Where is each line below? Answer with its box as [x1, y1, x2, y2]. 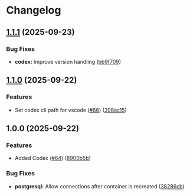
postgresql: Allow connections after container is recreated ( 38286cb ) [14, 182, 185, 190]
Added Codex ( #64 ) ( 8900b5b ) [14, 155, 91, 162]
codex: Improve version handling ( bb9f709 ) [14, 58, 122, 65]
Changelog [6, 4, 61, 17]
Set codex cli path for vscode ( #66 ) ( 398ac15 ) [14, 106, 127, 113]
